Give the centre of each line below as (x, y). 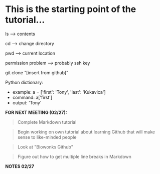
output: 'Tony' (27, 103)
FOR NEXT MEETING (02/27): (36, 112)
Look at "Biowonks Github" (45, 147)
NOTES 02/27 (20, 166)
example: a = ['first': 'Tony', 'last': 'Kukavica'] (59, 92)
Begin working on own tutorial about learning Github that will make (86, 132)
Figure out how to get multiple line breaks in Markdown (74, 156)
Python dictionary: (24, 82)
